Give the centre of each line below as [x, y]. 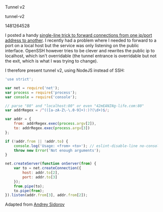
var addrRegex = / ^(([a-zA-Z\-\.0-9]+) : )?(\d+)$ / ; [57, 110]
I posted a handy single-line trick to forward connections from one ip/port [79, 35]
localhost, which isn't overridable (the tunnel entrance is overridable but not [81, 56]
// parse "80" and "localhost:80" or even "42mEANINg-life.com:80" [75, 106]
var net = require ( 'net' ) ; [32, 88]
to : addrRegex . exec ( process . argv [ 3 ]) [52, 128]
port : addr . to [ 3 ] [40, 177]
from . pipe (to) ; [29, 186]
